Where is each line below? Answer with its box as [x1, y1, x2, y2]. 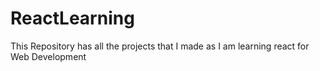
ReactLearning [10, 7, 135, 30]
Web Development [10, 50, 87, 62]
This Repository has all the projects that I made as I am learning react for [10, 40, 310, 52]
